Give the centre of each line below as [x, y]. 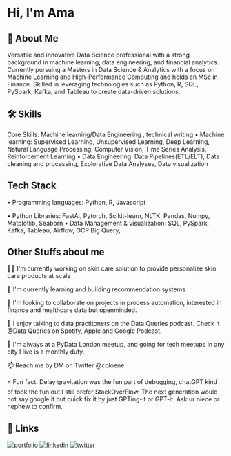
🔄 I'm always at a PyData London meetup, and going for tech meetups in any [116, 345]
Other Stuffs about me [56, 252]
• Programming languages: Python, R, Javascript [77, 202]
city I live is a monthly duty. [46, 352]
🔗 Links [23, 428]
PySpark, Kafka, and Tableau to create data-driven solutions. [94, 92]
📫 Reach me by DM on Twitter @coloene [66, 365]
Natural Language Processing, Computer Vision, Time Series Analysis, [107, 149]
